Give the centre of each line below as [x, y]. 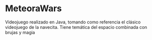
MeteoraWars [34, 9]
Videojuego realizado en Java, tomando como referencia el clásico [73, 22]
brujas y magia [20, 32]
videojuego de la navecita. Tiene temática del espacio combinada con [76, 27]
